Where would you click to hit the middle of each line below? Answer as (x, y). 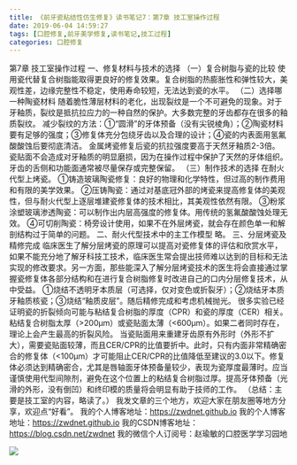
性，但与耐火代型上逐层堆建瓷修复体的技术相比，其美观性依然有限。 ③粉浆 (147, 201)
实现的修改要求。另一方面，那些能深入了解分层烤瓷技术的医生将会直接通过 (145, 267)
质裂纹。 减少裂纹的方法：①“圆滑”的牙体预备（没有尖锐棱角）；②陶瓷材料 (147, 124)
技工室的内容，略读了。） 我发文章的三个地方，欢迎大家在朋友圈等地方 (151, 400)
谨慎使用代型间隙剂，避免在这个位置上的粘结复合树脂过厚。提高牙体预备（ (145, 378)
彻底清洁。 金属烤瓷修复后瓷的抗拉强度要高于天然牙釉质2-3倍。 (164, 146)
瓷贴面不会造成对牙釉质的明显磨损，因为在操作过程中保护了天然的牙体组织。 (148, 157)
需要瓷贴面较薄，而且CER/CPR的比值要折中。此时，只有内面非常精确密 (157, 345)
